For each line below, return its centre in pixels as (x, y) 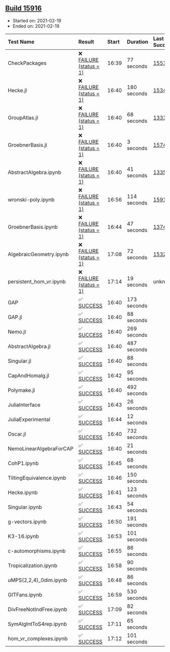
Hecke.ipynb (23, 492)
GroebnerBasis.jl (27, 145)
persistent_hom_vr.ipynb (37, 282)
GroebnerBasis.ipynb (33, 227)
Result (86, 42)
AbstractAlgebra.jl (29, 346)
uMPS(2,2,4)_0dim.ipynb (37, 580)
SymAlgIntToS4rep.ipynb (37, 624)
